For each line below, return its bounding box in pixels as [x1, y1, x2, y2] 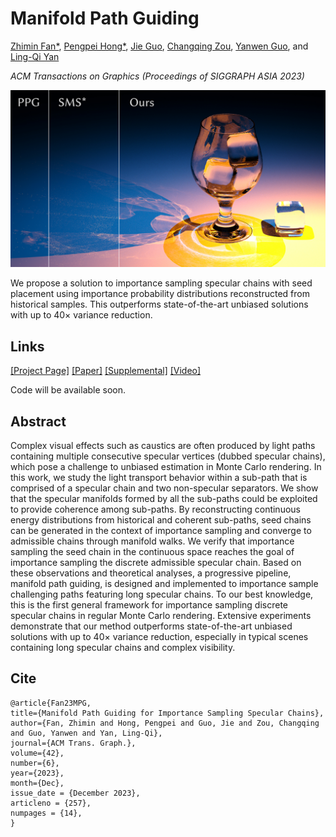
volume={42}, [10, 748, 65, 758]
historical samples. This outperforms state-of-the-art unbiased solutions [10, 298, 309, 311]
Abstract [10, 413, 67, 430]
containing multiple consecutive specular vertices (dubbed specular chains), [10, 450, 326, 462]
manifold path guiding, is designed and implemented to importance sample [10, 578, 319, 590]
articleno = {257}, [10, 798, 92, 808]
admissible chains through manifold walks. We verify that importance [10, 535, 295, 547]
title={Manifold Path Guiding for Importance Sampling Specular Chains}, [10, 708, 325, 718]
